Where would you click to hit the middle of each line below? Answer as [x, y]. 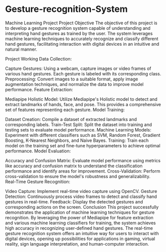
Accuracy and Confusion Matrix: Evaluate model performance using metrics [83, 160]
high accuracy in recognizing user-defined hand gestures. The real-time [79, 228]
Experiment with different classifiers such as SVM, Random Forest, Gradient [83, 135]
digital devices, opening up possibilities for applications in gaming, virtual [80, 239]
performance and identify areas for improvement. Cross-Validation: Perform [83, 171]
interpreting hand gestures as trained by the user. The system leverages [79, 33]
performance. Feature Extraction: [39, 89]
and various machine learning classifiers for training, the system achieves [81, 223]
